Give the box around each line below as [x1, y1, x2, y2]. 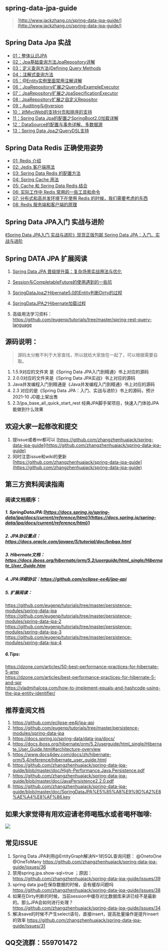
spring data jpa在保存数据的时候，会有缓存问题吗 [12, 881, 114, 887]
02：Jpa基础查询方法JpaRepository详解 [12, 59, 95, 65]
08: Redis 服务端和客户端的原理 [12, 202, 77, 208]
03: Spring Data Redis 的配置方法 [12, 170, 81, 177]
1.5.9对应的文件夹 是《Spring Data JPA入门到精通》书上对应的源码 [12, 369, 149, 375]
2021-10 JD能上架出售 [12, 394, 58, 400]
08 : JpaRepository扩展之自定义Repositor [12, 96, 98, 102]
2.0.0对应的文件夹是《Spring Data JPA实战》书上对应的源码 [12, 375, 136, 381]
